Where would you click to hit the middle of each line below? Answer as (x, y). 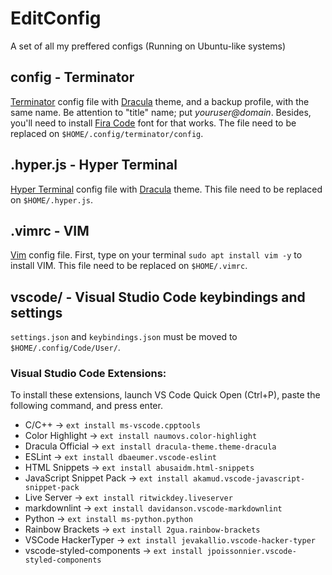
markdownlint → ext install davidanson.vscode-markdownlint (153, 508)
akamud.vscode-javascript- (249, 479)
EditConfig (56, 18)
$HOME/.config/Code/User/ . (65, 348)
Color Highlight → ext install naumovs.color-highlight (141, 436)
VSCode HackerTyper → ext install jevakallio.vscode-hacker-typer (170, 540)
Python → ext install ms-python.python (109, 519)
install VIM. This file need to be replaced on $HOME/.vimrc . (129, 266)
